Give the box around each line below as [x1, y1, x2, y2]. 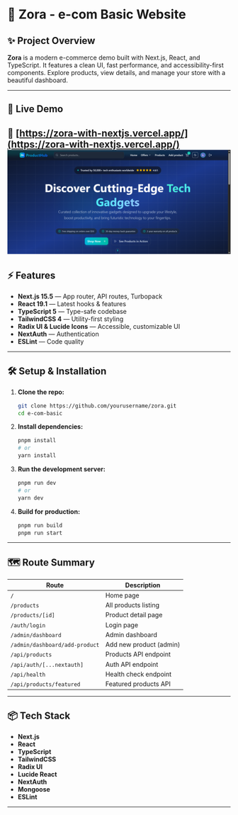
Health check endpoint [105, 670, 172, 678]
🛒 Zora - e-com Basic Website [7, 6, 186, 23]
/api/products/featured [10, 681, 81, 688]
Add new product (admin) [105, 641, 181, 649]
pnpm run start [17, 529, 63, 536]
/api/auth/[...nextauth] [10, 661, 84, 668]
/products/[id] [10, 612, 55, 619]
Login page [105, 620, 139, 629]
